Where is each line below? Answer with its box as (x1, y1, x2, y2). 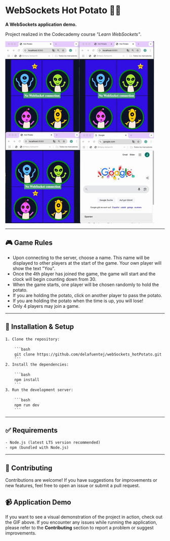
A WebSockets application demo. (5, 21, 77, 27)
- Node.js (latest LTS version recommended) (5, 440, 101, 445)
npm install (14, 377, 39, 382)
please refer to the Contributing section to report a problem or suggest (5, 525, 154, 530)
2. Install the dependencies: (5, 362, 69, 367)
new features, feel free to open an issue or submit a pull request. (5, 483, 140, 489)
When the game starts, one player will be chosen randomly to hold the (12, 281, 159, 287)
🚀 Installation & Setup (5, 322, 74, 331)
